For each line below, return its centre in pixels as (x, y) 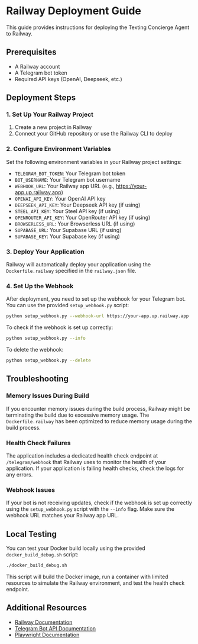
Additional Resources (46, 608)
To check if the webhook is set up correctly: (60, 327)
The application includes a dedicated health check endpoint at (82, 455)
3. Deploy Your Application (45, 252)
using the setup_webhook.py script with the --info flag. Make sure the (90, 509)
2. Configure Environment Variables (59, 149)
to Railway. (19, 33)
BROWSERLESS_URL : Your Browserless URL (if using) (75, 224)
